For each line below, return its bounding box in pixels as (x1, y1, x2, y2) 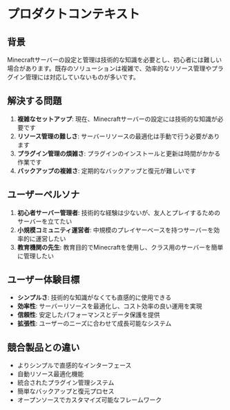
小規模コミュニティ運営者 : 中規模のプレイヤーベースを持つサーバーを (17, 225, 214, 234)
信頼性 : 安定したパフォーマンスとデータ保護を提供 (17, 310, 160, 319)
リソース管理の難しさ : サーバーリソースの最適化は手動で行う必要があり (17, 132, 220, 140)
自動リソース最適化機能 (17, 370, 84, 378)
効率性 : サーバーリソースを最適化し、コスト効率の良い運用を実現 (17, 302, 202, 310)
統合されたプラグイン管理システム (17, 378, 115, 387)
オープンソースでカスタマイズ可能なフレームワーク (17, 395, 162, 404)
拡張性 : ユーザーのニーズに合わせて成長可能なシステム (17, 319, 172, 328)
